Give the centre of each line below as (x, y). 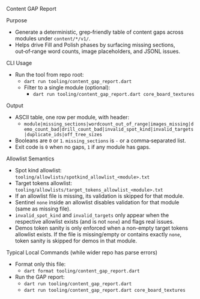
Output (15, 105)
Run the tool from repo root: (49, 74)
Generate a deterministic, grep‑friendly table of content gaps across (99, 32)
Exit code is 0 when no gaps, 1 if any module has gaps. (83, 147)
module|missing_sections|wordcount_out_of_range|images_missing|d (109, 124)
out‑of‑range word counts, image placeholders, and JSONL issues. (98, 51)
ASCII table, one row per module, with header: (72, 117)
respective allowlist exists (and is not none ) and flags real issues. (94, 222)
